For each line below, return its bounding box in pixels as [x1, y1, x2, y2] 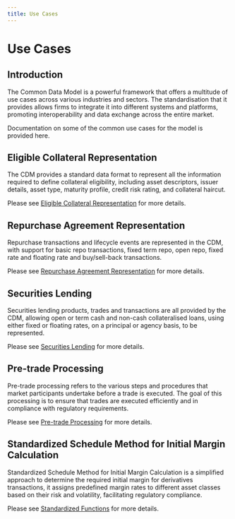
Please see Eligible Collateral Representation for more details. [7, 199, 186, 208]
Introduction [7, 68, 64, 81]
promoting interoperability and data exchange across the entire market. [7, 110, 215, 119]
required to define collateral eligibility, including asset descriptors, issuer [7, 178, 219, 186]
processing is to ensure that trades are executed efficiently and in [7, 396, 198, 405]
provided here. [7, 131, 50, 140]
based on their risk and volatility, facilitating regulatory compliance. [7, 490, 203, 499]
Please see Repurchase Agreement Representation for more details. [7, 267, 205, 275]
